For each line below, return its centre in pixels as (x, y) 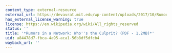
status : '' (17, 29)
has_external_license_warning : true (44, 19)
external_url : (20, 15)
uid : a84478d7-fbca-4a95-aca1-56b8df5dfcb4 (52, 38)
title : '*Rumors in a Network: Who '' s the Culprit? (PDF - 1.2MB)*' (80, 33)
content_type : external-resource (41, 10)
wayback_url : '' (23, 43)
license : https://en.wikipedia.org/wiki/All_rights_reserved (72, 24)
